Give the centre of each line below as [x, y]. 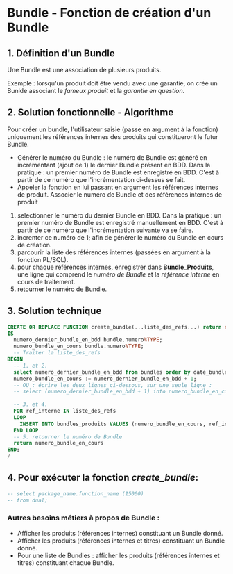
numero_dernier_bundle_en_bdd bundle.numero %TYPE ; [88, 340]
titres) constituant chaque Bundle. [66, 563]
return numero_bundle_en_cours [59, 443]
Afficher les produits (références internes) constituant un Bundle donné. [120, 533]
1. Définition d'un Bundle [61, 53]
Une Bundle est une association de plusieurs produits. [84, 70]
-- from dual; [28, 500]
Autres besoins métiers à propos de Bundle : [84, 518]
